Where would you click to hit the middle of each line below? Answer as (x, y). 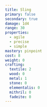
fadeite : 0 (20, 97)
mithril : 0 (20, 92)
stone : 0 (18, 83)
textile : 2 (20, 70)
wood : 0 (17, 74)
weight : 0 (15, 60)
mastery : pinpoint (23, 51)
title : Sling (18, 10)
